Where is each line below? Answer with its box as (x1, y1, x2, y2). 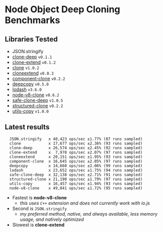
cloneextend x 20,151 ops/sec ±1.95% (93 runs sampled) (9, 154, 143, 159)
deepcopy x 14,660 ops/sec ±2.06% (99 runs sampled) (9, 163, 143, 168)
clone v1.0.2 (12, 65, 39, 71)
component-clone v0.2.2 (12, 76, 65, 81)
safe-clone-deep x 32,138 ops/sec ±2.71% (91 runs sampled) (9, 172, 143, 177)
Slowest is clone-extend (12, 221, 65, 228)
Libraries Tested (5, 35, 58, 43)
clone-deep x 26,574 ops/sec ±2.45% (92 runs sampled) (9, 145, 143, 150)
